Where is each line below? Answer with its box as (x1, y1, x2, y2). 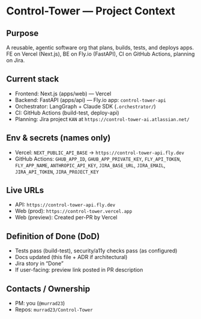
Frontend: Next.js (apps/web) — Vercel (14, 90, 112, 97)
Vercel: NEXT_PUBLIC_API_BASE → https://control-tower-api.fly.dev (14, 149, 185, 156)
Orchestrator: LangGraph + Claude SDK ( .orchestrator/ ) (14, 103, 156, 110)
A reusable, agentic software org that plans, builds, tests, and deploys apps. (6, 44, 194, 51)
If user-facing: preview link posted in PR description (14, 266, 143, 273)
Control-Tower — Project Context (6, 4, 176, 18)
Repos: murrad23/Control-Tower (14, 306, 93, 313)
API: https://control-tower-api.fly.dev (14, 201, 116, 208)
